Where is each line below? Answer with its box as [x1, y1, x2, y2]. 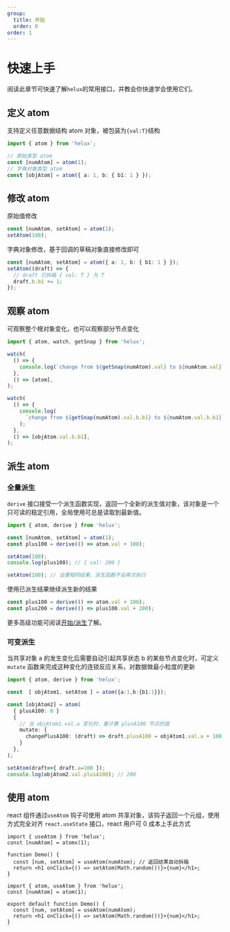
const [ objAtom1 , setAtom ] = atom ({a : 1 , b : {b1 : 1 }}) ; [7, 689, 167, 696]
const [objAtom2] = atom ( [7, 701, 81, 708]
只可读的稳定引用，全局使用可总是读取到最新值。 [7, 508, 145, 516]
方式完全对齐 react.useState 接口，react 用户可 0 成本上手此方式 [7, 819, 191, 828]
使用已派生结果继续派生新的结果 [7, 585, 97, 594]
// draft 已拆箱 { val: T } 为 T [13, 272, 105, 279]
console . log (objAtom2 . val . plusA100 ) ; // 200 [7, 771, 136, 778]
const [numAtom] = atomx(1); [7, 839, 90, 846]
